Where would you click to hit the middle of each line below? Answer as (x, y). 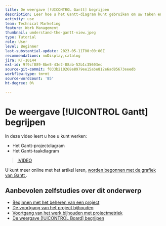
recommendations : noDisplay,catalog (43, 56)
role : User (16, 42)
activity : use (20, 19)
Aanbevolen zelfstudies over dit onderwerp (73, 190)
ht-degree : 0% (20, 83)
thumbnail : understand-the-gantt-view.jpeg (51, 33)
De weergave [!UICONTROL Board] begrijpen (58, 218)
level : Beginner (22, 46)
